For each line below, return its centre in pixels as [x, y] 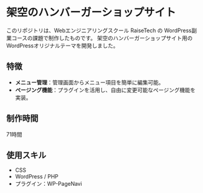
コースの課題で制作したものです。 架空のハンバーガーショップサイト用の [102, 38]
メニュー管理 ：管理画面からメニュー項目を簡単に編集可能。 [89, 82]
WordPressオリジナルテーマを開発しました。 [63, 46]
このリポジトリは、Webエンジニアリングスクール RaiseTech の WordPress [99, 30]
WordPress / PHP [37, 177]
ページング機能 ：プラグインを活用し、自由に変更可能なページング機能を [105, 90]
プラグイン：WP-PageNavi [48, 184]
